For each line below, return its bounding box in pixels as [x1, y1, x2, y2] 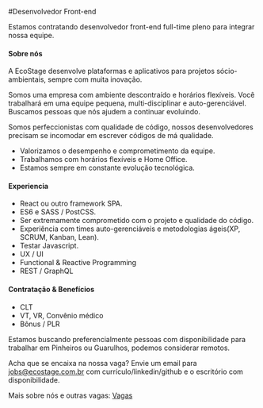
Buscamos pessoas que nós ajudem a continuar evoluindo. [8, 107, 200, 117]
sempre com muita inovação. [47, 75, 143, 84]
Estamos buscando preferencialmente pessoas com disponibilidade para [8, 334, 246, 344]
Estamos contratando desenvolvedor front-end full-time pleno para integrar [8, 22, 255, 31]
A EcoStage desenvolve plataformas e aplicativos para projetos [8, 67, 215, 76]
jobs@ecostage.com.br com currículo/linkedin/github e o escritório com [8, 367, 244, 376]
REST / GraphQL [19, 266, 74, 276]
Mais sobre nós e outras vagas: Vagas [8, 391, 133, 400]
